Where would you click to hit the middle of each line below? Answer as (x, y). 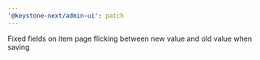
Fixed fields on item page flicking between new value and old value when (130, 38)
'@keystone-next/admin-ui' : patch (66, 16)
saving (19, 47)
